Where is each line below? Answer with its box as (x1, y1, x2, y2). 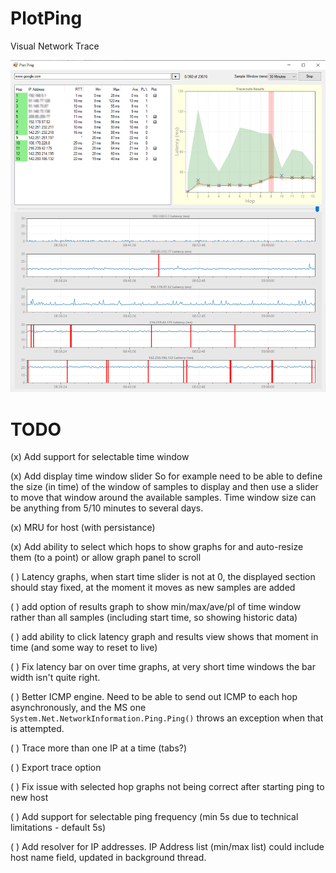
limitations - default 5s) (10, 822, 107, 834)
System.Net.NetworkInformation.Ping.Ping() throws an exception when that (10, 712, 324, 724)
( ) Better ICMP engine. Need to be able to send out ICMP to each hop (10, 691, 298, 703)
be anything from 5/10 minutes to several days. (10, 502, 204, 514)
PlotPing (10, 7, 83, 30)
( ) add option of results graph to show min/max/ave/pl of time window (10, 601, 302, 613)
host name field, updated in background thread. (10, 852, 207, 864)
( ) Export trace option (10, 762, 102, 774)
